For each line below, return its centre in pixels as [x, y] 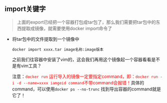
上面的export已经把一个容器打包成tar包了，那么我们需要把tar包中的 [86, 22]
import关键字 [25, 9]
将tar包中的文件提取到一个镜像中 [46, 39]
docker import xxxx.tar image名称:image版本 [58, 49]
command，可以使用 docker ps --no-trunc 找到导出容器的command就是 [87, 89]
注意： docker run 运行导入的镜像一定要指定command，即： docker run [85, 76]
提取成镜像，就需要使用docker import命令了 [67, 28]
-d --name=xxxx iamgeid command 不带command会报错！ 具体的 [80, 82]
